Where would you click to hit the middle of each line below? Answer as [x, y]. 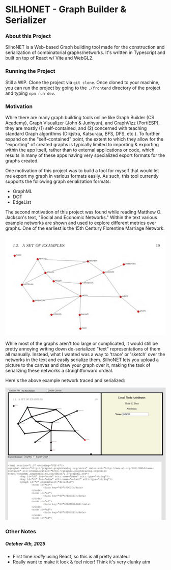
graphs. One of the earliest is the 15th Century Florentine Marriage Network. [85, 228]
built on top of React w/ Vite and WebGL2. [49, 58]
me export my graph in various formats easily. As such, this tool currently [82, 176]
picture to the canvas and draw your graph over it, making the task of [78, 365]
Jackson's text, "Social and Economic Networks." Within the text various [81, 218]
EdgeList [22, 202]
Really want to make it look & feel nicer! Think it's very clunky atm [81, 562]
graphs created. [22, 161]
